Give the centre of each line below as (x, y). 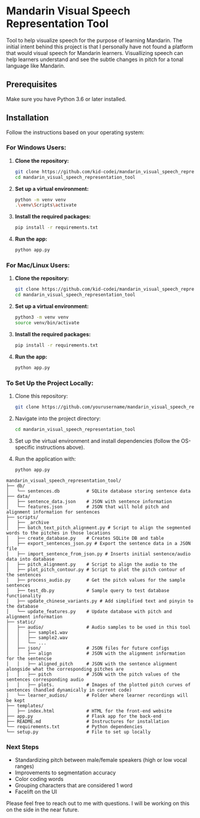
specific (24, 447)
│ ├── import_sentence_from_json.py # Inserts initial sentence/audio (99, 554)
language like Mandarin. (36, 66)
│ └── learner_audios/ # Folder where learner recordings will (97, 695)
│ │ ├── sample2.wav (37, 638)
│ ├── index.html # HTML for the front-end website (89, 711)
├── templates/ (25, 706)
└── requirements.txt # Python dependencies (75, 726)
